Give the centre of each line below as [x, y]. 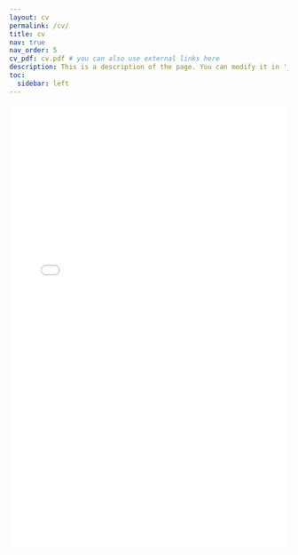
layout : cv [29, 17]
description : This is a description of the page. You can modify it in [144, 67]
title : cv [27, 34]
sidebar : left [43, 83]
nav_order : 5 [33, 51]
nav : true [27, 42]
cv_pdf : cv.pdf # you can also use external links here [114, 59]
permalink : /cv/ [39, 26]
